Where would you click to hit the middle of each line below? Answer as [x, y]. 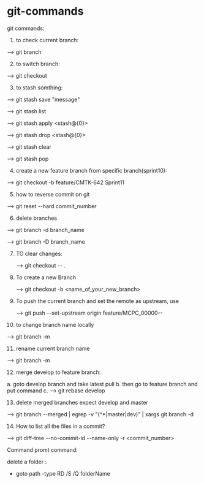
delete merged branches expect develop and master [82, 402]
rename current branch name [53, 348]
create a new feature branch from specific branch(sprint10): [91, 170]
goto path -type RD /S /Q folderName [63, 473]
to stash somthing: [39, 88]
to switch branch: [38, 64]
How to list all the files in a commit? [60, 426]
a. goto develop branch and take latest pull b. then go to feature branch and [102, 384]
